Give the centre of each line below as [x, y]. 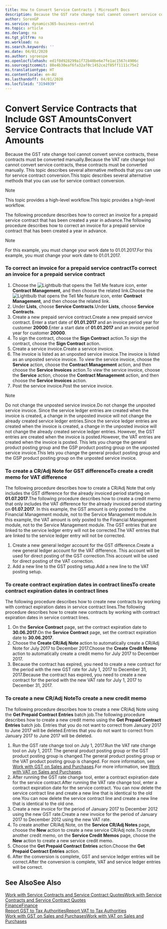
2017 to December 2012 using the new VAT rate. [61, 819]
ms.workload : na [22, 42]
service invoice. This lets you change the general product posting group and [83, 453]
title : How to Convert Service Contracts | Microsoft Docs [68, 10]
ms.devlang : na [21, 33]
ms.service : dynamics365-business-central [50, 24]
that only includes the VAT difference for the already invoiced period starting [83, 504]
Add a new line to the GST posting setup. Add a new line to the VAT [81, 566]
